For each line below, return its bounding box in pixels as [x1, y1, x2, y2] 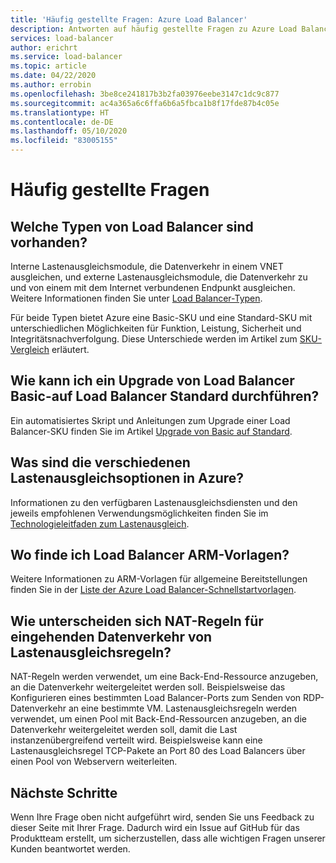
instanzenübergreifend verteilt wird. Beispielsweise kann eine [10, 734, 263, 746]
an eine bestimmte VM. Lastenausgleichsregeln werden [68, 702, 298, 715]
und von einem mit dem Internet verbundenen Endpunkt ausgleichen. [10, 282, 296, 293]
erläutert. [51, 344, 90, 355]
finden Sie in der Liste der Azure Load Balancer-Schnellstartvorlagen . [10, 584, 297, 596]
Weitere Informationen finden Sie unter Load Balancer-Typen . [10, 292, 263, 304]
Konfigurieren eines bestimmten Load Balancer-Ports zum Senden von [10, 692, 302, 704]
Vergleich [10, 344, 50, 355]
